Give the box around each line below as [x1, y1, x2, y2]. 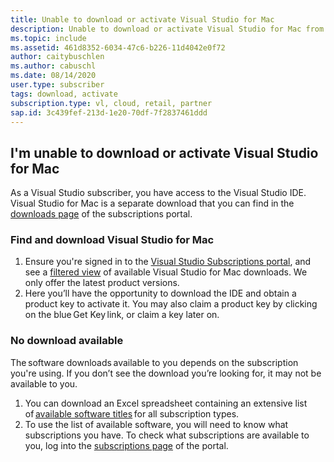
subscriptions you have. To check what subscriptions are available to [24, 429, 310, 441]
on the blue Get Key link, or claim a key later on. [24, 309, 220, 321]
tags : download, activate [10, 89, 118, 99]
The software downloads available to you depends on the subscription [10, 356, 299, 368]
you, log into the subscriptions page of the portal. [24, 439, 229, 451]
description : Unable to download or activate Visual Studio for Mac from [10, 24, 325, 34]
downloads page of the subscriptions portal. [10, 208, 193, 220]
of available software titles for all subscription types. [24, 407, 240, 420]
